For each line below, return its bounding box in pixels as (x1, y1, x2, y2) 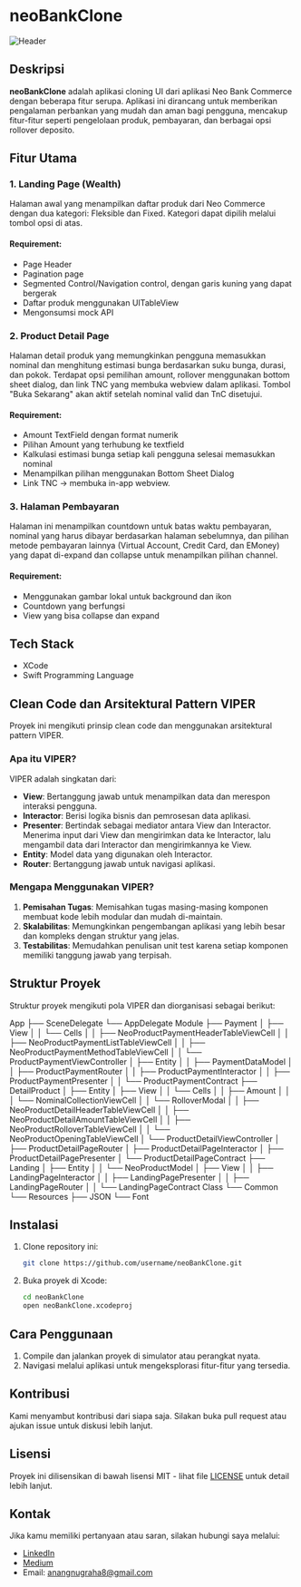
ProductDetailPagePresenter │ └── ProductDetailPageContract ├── (9, 1153, 266, 1163)
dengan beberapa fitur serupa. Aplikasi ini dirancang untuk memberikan (9, 95, 278, 106)
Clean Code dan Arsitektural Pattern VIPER (9, 696, 257, 712)
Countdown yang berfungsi (22, 600, 125, 611)
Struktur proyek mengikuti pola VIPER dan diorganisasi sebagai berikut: (9, 999, 276, 1011)
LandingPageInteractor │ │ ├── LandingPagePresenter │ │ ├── (9, 1172, 249, 1183)
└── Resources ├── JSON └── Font (9, 1191, 150, 1202)
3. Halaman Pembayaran (9, 501, 120, 513)
